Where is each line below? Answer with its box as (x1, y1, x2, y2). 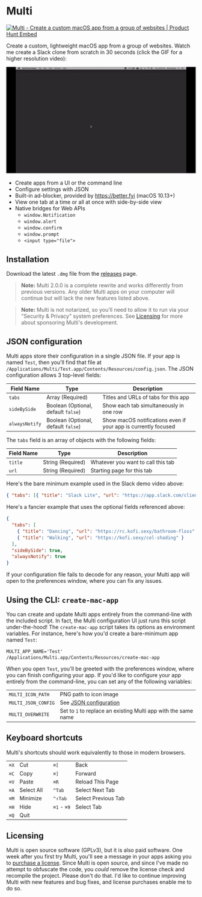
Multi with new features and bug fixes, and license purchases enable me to (6, 878, 192, 886)
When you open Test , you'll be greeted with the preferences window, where (6, 665, 194, 672)
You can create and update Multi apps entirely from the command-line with (6, 611, 192, 618)
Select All (19, 786, 43, 794)
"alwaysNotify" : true (11, 554, 66, 560)
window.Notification (23, 212, 76, 219)
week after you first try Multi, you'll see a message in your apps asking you (6, 853, 192, 860)
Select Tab (75, 803, 102, 810)
